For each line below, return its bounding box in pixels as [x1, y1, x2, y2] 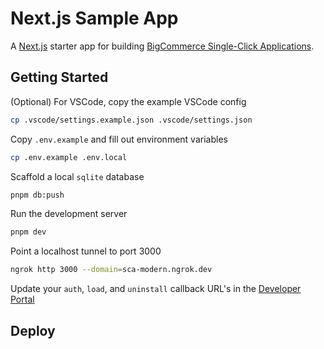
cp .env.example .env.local [10, 152, 128, 162]
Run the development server [10, 208, 128, 220]
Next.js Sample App [10, 7, 179, 30]
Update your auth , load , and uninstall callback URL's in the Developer [10, 283, 302, 295]
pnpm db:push [10, 190, 65, 200]
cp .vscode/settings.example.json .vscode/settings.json [10, 115, 253, 125]
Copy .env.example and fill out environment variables [10, 133, 228, 145]
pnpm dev [10, 227, 47, 237]
